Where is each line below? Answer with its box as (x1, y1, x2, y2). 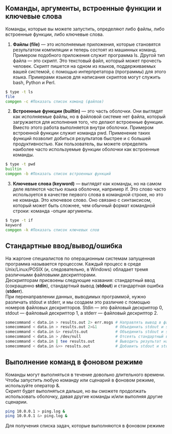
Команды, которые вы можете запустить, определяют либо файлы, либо (5, 26, 165, 32)
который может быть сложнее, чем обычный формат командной (12, 202, 155, 209)
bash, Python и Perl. (12, 79, 56, 85)
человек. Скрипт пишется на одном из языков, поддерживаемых (12, 63, 156, 69)
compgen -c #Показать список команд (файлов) (5, 99, 104, 104)
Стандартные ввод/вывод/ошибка (5, 241, 123, 251)
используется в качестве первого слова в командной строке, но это (12, 192, 164, 198)
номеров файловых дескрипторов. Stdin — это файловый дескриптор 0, (5, 304, 164, 310)
